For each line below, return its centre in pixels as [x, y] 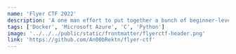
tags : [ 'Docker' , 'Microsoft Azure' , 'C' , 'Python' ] [86, 27]
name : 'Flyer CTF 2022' [42, 14]
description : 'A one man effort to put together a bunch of [97, 20]
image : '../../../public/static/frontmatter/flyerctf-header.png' [106, 33]
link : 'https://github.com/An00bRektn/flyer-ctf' [81, 40]
